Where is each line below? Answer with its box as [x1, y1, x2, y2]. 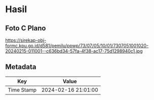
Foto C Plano [5, 24, 46, 32]
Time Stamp [8, 86, 37, 93]
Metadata [5, 62, 36, 72]
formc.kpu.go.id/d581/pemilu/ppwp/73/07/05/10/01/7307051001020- [5, 43, 149, 49]
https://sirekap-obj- [5, 37, 47, 43]
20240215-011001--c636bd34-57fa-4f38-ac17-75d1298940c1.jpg [5, 48, 143, 54]
